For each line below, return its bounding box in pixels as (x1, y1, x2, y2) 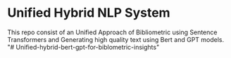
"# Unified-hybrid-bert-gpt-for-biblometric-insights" (7, 43, 160, 51)
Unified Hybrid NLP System (7, 5, 170, 21)
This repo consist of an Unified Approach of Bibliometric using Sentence (7, 28, 218, 36)
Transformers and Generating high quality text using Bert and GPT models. (7, 35, 225, 43)
